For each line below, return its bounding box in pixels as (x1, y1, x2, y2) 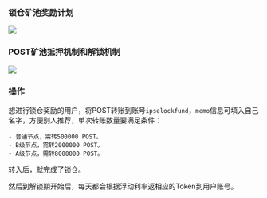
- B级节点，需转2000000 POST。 (8, 141, 104, 149)
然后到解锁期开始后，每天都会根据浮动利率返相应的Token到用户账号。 (8, 181, 238, 191)
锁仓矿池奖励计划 (8, 6, 74, 17)
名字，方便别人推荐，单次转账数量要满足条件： (8, 115, 162, 125)
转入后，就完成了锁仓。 (8, 165, 85, 174)
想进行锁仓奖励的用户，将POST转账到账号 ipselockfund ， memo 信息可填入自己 (8, 105, 259, 115)
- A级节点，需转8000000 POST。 (8, 149, 104, 157)
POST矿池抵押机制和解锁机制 (8, 46, 121, 57)
